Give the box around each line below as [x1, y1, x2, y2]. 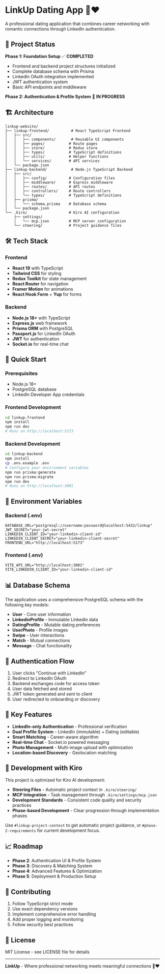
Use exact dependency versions [12, 906, 78, 912]
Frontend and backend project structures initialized [12, 63, 116, 69]
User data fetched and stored [12, 686, 72, 692]
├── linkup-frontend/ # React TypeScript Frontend [5, 128, 131, 133]
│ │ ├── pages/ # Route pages [5, 141, 98, 146]
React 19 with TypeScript [12, 265, 63, 271]
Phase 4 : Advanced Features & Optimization [12, 868, 102, 874]
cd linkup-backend [5, 452, 43, 457]
